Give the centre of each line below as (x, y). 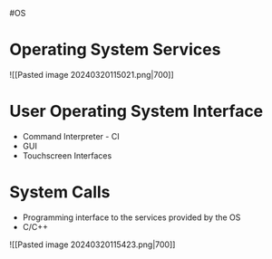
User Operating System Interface (136, 111)
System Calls (60, 192)
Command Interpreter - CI (71, 136)
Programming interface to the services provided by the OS (131, 217)
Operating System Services (115, 50)
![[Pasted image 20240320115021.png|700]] (92, 74)
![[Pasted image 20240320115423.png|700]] (92, 245)
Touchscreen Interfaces (67, 155)
